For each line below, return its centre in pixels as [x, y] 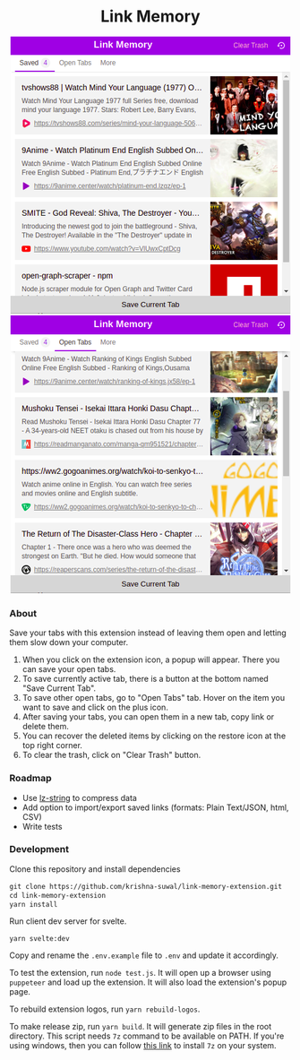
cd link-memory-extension [57, 895]
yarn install [34, 904]
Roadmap [30, 779]
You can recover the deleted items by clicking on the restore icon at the [154, 736]
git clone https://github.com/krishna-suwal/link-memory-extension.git [146, 886]
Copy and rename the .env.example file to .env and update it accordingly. [144, 955]
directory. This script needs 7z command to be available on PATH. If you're [147, 1036]
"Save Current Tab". [59, 688]
